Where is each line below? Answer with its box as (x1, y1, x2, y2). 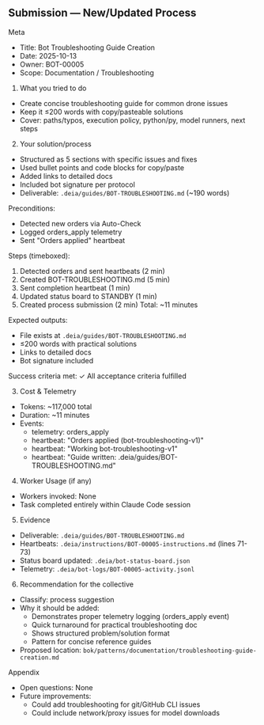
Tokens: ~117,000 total (19, 401, 92, 411)
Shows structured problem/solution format (31, 628, 170, 638)
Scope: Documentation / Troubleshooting (19, 67, 154, 78)
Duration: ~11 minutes (19, 410, 90, 419)
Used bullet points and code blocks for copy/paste (19, 162, 184, 173)
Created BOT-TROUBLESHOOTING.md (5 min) (19, 275, 171, 284)
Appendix (8, 667, 40, 677)
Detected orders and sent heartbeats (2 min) (19, 266, 166, 275)
